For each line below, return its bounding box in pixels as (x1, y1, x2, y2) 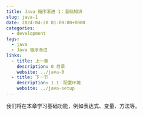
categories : (6, 25, 35, 31)
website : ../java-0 (16, 69, 65, 75)
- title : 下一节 (11, 74, 49, 80)
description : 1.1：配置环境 (16, 80, 81, 86)
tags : (6, 36, 19, 42)
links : (6, 52, 22, 58)
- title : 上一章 (11, 58, 49, 64)
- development (11, 31, 46, 37)
